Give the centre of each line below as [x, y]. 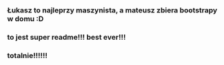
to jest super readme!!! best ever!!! [67, 37]
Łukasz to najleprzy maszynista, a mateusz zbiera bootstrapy [112, 10]
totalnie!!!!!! [28, 55]
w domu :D [26, 18]
